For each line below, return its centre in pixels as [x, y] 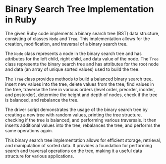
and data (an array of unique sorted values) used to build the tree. [72, 69]
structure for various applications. [40, 156]
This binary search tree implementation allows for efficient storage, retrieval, [83, 140]
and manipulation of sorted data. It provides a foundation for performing [79, 145]
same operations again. [29, 130]
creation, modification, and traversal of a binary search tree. [66, 44]
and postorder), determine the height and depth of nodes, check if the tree [81, 95]
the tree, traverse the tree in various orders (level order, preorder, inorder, [80, 89]
